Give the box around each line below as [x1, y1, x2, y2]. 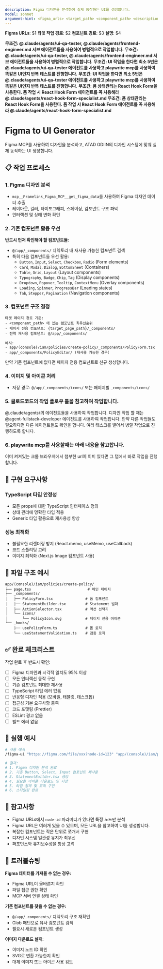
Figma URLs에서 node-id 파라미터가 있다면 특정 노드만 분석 [12, 816, 125, 822]
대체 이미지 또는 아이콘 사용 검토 [12, 959, 73, 965]
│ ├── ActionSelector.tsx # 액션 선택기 [5, 607, 109, 612]
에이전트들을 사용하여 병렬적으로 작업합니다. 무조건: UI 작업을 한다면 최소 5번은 [10, 59, 158, 65]
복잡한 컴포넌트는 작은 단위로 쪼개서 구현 [12, 829, 89, 834]
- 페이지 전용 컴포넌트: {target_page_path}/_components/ [5, 326, 115, 331]
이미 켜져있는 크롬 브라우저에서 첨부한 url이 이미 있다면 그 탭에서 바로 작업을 [5, 454, 149, 459]
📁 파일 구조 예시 [5, 569, 49, 577]
